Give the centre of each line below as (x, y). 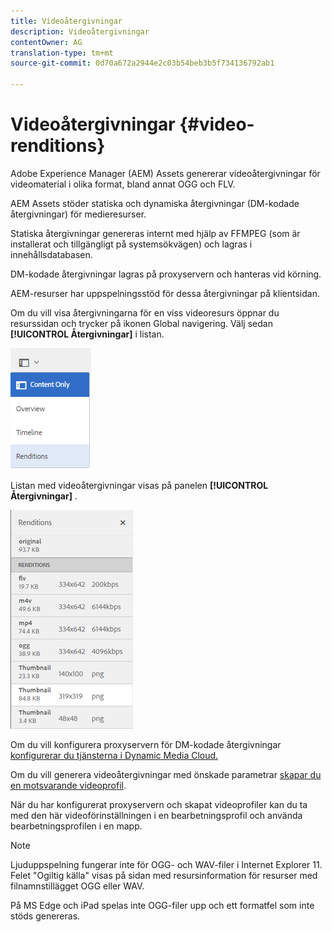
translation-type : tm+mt (62, 53)
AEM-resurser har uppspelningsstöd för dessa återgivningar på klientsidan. (165, 293)
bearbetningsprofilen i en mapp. (76, 826)
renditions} (58, 146)
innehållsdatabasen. (51, 254)
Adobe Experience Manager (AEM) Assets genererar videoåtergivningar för (165, 173)
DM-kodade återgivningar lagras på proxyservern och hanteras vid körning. (166, 274)
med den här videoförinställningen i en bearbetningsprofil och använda (156, 815)
